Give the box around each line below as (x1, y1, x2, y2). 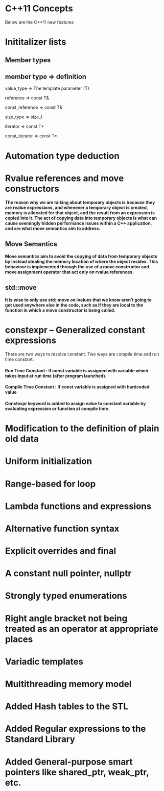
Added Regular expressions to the (5, 723, 146, 735)
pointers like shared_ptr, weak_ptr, (5, 766, 149, 778)
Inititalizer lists (5, 36, 67, 48)
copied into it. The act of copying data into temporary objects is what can (5, 215, 157, 221)
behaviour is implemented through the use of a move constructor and (5, 264, 149, 270)
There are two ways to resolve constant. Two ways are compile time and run (5, 351, 159, 357)
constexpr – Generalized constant (5, 325, 145, 336)
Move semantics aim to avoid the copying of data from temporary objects (5, 254, 158, 259)
